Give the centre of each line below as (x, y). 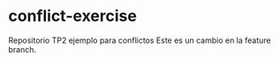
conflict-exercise (73, 16)
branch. (23, 49)
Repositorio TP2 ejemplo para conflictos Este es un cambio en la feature (140, 40)
